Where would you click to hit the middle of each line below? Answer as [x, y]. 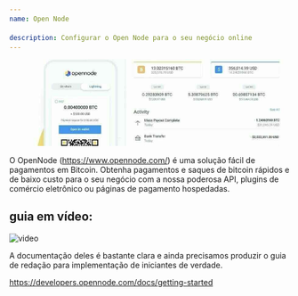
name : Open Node [39, 19]
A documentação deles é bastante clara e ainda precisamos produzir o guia [148, 255]
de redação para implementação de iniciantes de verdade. [116, 265]
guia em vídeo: [51, 217]
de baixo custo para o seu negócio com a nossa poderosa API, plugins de [144, 179]
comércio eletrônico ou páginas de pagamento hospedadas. [120, 188]
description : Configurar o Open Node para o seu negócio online [131, 37]
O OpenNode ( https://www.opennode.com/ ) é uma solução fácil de [133, 160]
